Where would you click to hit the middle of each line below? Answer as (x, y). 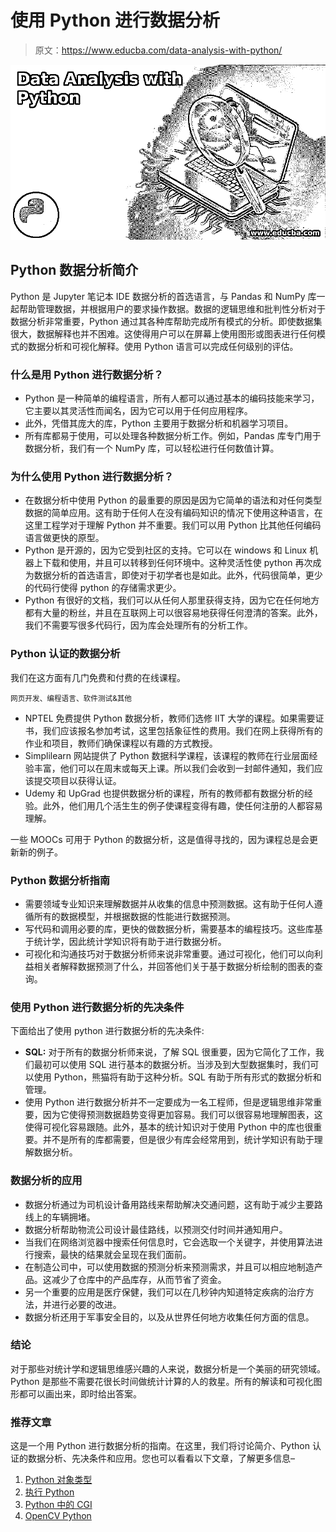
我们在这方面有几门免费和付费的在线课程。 (98, 677)
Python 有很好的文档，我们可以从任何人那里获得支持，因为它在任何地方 (172, 600)
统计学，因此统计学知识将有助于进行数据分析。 (130, 941)
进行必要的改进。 (86, 1304)
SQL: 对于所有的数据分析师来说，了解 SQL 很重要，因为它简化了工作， (170, 1052)
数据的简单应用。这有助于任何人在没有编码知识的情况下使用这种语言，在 (173, 513)
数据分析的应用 (46, 1181)
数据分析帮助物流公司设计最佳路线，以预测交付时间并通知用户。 (156, 1229)
